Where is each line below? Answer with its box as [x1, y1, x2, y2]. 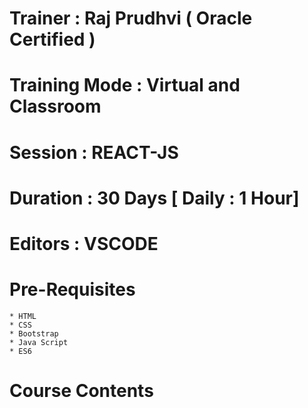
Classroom [9, 95, 102, 118]
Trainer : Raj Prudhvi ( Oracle [9, 7, 253, 30]
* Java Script [9, 337, 69, 347]
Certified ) [9, 28, 96, 51]
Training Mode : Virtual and [9, 74, 241, 97]
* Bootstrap [9, 328, 59, 339]
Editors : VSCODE [9, 232, 159, 255]
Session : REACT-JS [9, 141, 179, 164]
